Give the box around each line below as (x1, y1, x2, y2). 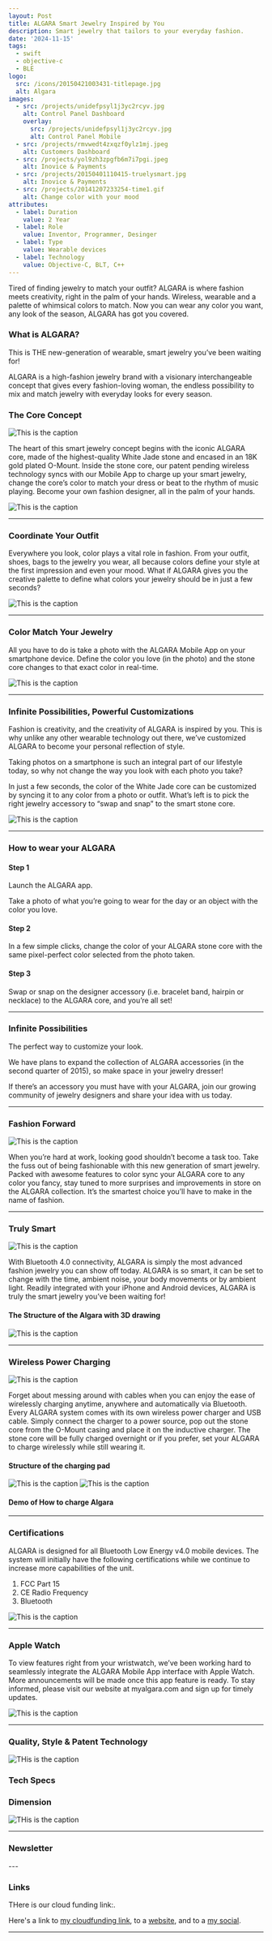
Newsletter (8, 1843, 53, 1854)
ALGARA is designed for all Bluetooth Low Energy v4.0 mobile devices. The (8, 1546, 259, 1556)
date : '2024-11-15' (8, 34, 74, 43)
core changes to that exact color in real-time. (8, 662, 159, 672)
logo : (8, 72, 27, 80)
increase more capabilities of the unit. (8, 1563, 134, 1573)
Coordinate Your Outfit (8, 530, 100, 542)
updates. (8, 1692, 38, 1702)
